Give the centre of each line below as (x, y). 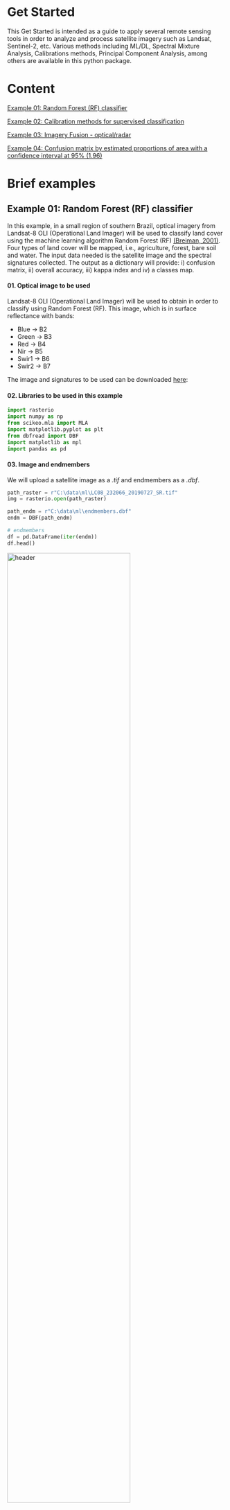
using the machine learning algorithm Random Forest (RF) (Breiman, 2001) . (114, 240)
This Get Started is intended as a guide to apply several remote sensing (109, 31)
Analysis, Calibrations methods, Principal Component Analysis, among (107, 53)
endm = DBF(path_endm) (40, 518)
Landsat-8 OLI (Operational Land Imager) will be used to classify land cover (115, 233)
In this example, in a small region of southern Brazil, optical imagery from (112, 225)
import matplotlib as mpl (44, 442)
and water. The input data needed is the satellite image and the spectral (109, 255)
